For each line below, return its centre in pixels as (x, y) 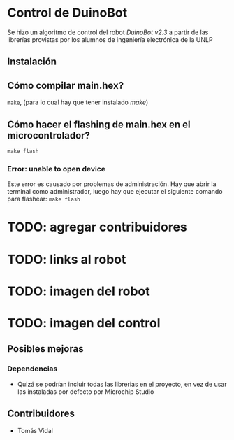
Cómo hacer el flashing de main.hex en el (99, 124)
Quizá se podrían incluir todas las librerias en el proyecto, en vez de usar (122, 384)
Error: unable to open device (57, 169)
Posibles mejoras (45, 349)
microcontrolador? (49, 135)
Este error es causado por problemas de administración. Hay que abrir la (112, 184)
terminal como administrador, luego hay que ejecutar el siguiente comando (115, 192)
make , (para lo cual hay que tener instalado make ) (78, 102)
